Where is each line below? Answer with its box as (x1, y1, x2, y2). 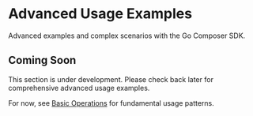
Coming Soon (8, 54, 77, 67)
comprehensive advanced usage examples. (8, 83, 150, 92)
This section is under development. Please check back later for (8, 74, 213, 84)
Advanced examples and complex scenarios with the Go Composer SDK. (8, 31, 246, 40)
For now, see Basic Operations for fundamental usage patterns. (8, 98, 215, 107)
